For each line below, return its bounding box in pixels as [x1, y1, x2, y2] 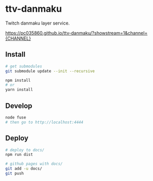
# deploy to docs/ [5, 147, 45, 152]
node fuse [5, 115, 27, 120]
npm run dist [5, 152, 33, 157]
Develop [5, 101, 32, 110]
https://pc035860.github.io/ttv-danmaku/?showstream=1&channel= [5, 30, 148, 36]
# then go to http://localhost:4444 [5, 120, 83, 125]
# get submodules [5, 63, 42, 69]
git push [5, 171, 24, 176]
